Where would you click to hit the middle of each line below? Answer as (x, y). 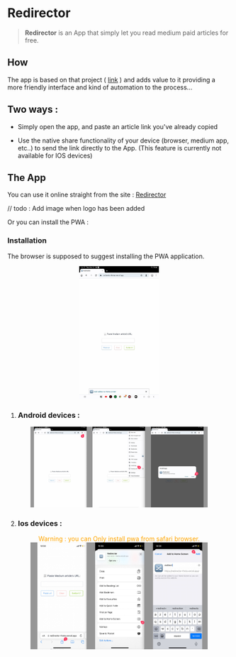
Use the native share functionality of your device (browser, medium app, (123, 140)
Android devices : (49, 415)
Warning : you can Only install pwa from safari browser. (119, 539)
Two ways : (33, 110)
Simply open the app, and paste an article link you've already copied (118, 126)
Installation (27, 241)
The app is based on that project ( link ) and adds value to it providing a (112, 79)
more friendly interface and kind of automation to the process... (100, 87)
